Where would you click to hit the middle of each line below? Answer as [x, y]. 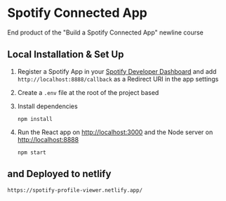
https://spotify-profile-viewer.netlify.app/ [75, 190]
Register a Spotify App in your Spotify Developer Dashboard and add [117, 71]
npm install [35, 119]
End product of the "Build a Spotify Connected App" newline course [105, 32]
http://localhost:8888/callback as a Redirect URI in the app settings [118, 79]
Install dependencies [48, 106]
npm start [32, 153]
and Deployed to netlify [59, 174]
